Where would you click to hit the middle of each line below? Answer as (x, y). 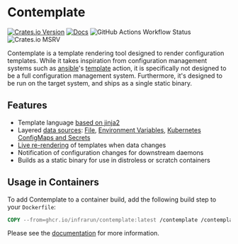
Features (27, 106)
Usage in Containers (53, 182)
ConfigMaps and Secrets (54, 137)
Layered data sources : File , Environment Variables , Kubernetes (109, 130)
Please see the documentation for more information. (83, 233)
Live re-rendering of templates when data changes (92, 145)
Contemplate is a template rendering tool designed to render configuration (116, 53)
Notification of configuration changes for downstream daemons (110, 152)
